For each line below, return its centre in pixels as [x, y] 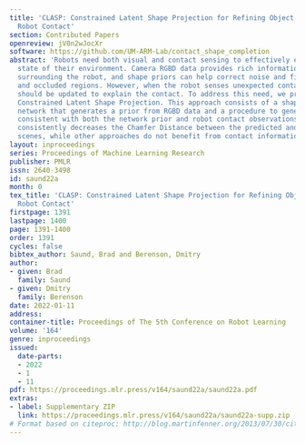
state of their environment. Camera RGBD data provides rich [136, 69]
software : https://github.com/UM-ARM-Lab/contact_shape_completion [140, 52]
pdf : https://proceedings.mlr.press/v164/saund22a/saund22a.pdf [133, 390]
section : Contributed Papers [64, 35]
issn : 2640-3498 [40, 170]
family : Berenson [50, 297]
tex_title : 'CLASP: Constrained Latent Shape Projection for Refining [146, 196]
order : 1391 [32, 237]
